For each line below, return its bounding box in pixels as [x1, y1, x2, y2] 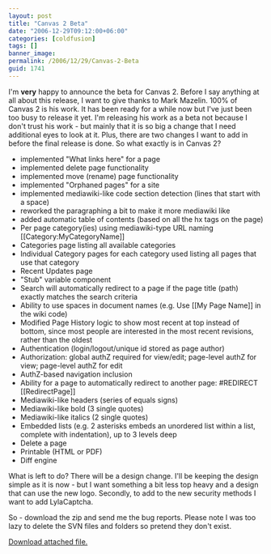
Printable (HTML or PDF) [19, 446, 103, 456]
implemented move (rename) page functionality [19, 171, 180, 181]
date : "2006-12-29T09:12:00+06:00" [8, 27, 129, 35]
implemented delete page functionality [19, 163, 150, 173]
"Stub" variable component [19, 275, 112, 284]
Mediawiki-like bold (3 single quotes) [19, 403, 144, 413]
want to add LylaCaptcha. [8, 496, 94, 506]
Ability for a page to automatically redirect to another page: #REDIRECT [19, 377, 259, 387]
